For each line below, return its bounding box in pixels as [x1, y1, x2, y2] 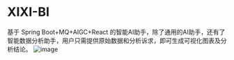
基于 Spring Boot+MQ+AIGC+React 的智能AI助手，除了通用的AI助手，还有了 [7, 28, 226, 36]
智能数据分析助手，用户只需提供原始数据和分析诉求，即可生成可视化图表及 [7, 36, 221, 45]
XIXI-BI [7, 4, 50, 20]
